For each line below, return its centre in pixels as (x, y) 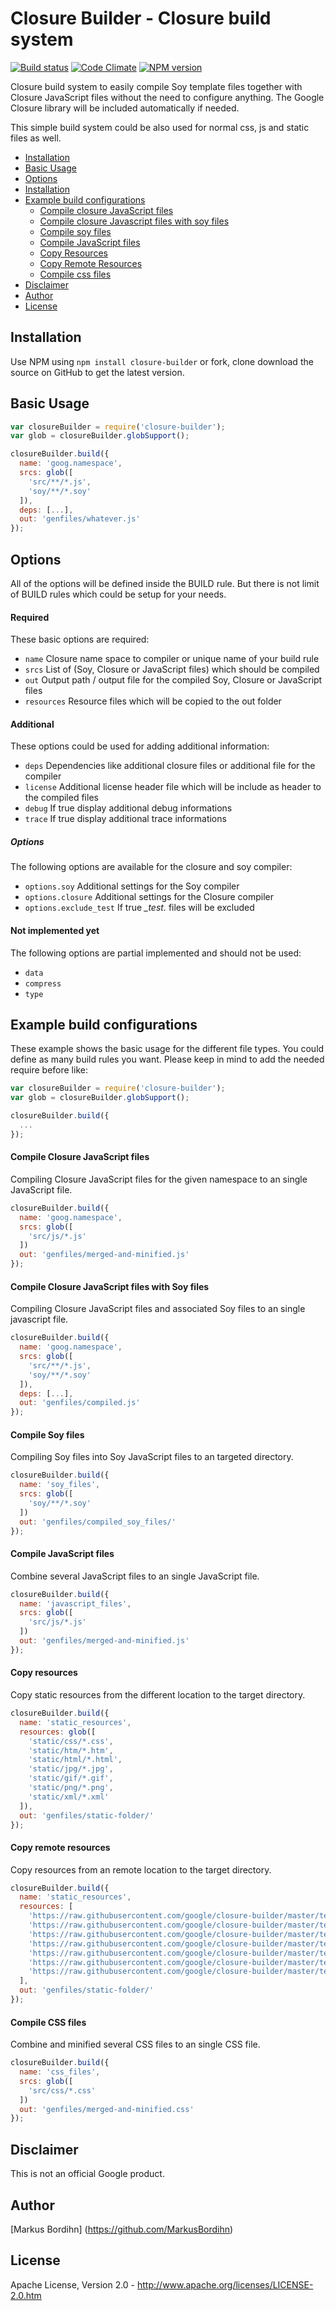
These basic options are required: (80, 639)
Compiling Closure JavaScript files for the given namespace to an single (159, 1179)
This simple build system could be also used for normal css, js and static (160, 127)
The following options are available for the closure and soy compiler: (151, 867)
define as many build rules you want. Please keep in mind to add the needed (167, 1059)
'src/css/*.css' (62, 2090)
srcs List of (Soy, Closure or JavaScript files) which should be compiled (172, 669)
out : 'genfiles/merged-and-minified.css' (107, 2109)
